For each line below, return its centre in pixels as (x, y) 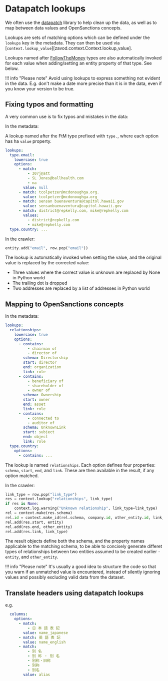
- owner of (39, 390)
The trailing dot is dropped (40, 283)
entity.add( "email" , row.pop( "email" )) (47, 248)
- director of (42, 353)
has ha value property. (28, 141)
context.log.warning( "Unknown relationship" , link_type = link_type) (86, 508)
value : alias (37, 675)
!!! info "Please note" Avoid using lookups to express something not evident (83, 78)
